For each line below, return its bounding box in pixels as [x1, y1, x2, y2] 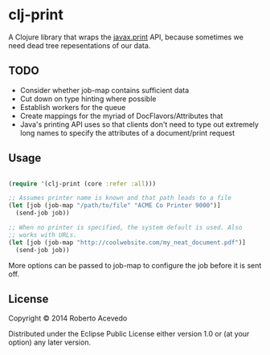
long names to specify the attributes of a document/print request [19, 128, 235, 137]
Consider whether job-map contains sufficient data [19, 85, 190, 95]
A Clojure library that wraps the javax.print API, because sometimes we [8, 32, 243, 42]
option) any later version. [8, 337, 91, 347]
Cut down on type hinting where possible [19, 94, 157, 104]
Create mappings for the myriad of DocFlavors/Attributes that [19, 111, 223, 120]
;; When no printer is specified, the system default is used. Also [8, 223, 243, 232]
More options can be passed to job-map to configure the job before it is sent [8, 260, 262, 270]
